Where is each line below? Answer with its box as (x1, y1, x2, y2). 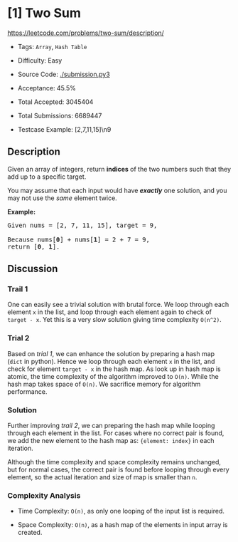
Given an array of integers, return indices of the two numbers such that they (7, 165, 232, 173)
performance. (7, 387, 48, 396)
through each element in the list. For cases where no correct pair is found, (7, 429, 225, 437)
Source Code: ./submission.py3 (17, 70, 110, 78)
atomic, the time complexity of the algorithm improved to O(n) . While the (7, 372, 219, 380)
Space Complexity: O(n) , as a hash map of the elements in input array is (17, 521, 229, 529)
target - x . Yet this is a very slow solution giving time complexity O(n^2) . (7, 316, 222, 324)
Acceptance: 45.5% (17, 83, 76, 92)
